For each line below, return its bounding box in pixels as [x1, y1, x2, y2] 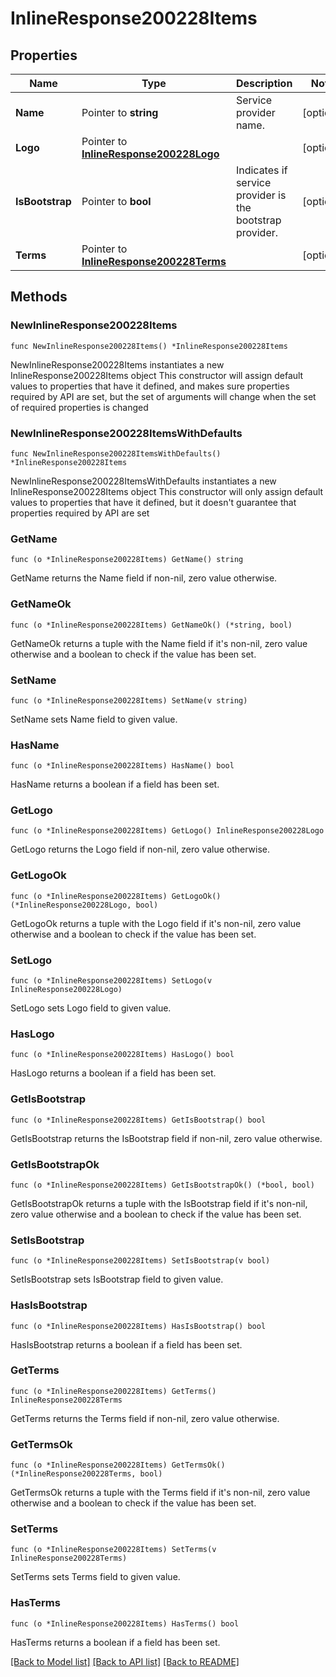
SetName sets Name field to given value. [10, 713, 178, 725]
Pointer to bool [81, 195, 152, 208]
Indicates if [235, 163, 288, 177]
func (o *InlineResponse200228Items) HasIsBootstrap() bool [10, 1321, 267, 1331]
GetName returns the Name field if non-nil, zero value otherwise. [10, 572, 278, 584]
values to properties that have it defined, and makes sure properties [10, 380, 290, 392]
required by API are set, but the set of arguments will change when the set [10, 390, 317, 402]
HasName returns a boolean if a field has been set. [10, 778, 220, 791]
